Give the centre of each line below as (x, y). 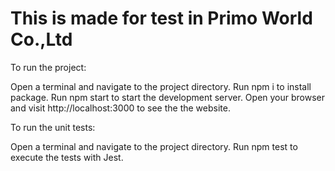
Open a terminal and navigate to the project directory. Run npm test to (154, 146)
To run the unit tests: (53, 127)
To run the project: (48, 67)
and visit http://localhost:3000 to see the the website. (120, 108)
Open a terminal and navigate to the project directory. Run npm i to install (161, 86)
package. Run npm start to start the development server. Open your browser (168, 97)
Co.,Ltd (41, 39)
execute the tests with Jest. (67, 157)
